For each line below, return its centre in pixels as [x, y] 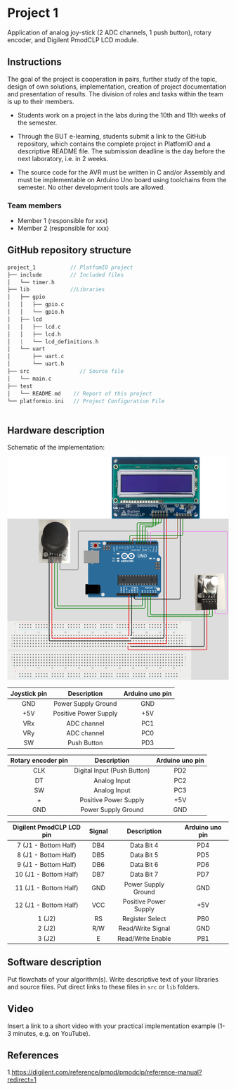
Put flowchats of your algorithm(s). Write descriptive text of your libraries [113, 979]
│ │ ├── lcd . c [34, 327]
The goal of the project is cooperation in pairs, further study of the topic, [112, 79]
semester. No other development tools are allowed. [91, 187]
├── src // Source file [66, 372]
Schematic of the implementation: [56, 448]
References [33, 1056]
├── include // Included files [66, 275]
